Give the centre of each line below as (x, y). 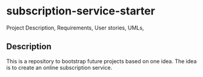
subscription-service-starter (81, 11)
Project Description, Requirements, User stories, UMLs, (75, 28)
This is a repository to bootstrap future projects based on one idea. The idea (101, 61)
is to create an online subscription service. (59, 67)
